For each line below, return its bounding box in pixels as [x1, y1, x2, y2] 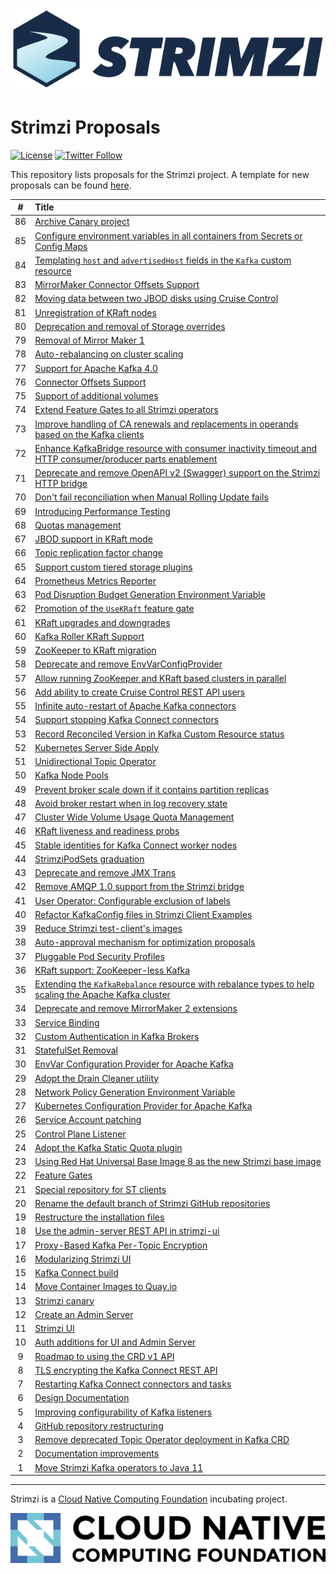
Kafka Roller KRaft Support [34, 630, 145, 642]
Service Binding [34, 1016, 100, 1028]
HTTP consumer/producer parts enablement [34, 453, 218, 465]
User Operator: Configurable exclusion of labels [34, 894, 231, 907]
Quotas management [34, 519, 122, 531]
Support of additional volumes [34, 390, 159, 402]
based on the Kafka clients [34, 428, 145, 440]
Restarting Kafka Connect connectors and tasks [34, 1378, 232, 1390]
